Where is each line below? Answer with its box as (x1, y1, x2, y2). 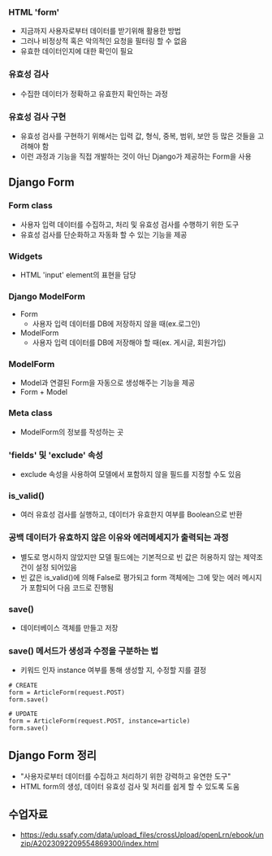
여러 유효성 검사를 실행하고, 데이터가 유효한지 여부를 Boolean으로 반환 (19, 509, 243, 519)
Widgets (8, 251, 43, 262)
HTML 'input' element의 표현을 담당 (19, 269, 136, 279)
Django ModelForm (8, 290, 85, 302)
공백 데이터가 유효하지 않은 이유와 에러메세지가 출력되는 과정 (8, 532, 229, 544)
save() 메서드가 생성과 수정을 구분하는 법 (8, 645, 159, 657)
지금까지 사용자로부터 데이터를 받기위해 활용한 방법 (19, 26, 181, 36)
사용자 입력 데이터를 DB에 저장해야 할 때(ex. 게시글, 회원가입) (32, 338, 227, 347)
